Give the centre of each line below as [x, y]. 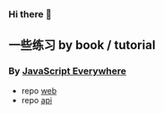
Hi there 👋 [30, 14]
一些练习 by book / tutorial [82, 45]
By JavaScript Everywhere [67, 71]
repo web [39, 90]
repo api [37, 100]
